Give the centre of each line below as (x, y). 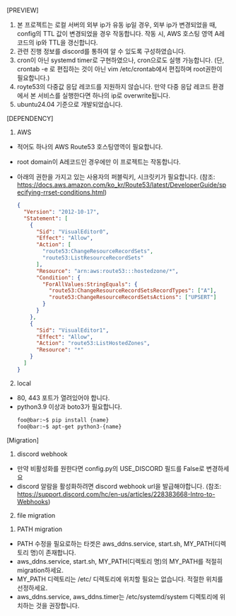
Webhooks (33, 501)
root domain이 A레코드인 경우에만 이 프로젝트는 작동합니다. (99, 162)
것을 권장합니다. (58, 605)
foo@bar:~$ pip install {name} (63, 420)
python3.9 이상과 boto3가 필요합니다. (69, 407)
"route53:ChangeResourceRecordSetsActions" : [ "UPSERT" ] (132, 297)
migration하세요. (40, 570)
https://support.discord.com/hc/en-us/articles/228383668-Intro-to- (116, 494)
